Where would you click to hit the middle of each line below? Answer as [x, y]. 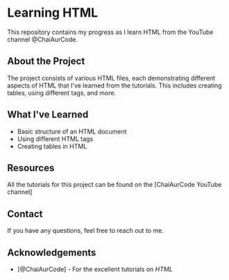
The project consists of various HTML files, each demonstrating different [111, 78]
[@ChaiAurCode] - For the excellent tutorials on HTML [95, 269]
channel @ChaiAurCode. [43, 39]
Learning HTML [53, 13]
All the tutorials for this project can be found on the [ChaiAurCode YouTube [114, 185]
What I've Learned [48, 115]
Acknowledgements [52, 253]
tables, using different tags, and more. [62, 92]
